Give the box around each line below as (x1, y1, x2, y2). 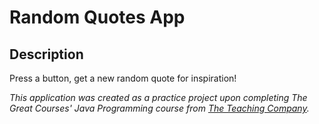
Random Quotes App (9, 6, 186, 29)
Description (9, 46, 84, 63)
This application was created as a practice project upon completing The (9, 92, 308, 103)
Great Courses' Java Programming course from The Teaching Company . (9, 102, 310, 114)
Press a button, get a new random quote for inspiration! (9, 72, 237, 84)
